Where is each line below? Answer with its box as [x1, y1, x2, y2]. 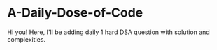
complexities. [7, 35, 46, 43]
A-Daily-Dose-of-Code [7, 5, 143, 21]
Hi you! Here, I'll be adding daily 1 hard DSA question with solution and [7, 28, 210, 36]
